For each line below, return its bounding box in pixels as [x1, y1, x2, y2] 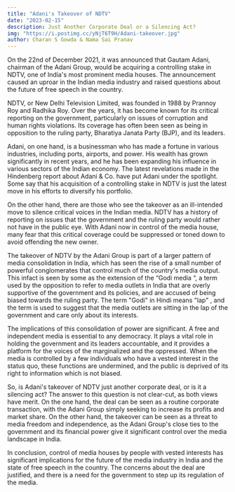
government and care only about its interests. [7, 311, 139, 320]
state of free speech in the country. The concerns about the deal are [7, 463, 206, 472]
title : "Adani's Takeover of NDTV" [7, 10, 112, 18]
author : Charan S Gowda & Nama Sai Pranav [7, 36, 133, 43]
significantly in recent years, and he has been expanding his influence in [7, 157, 217, 165]
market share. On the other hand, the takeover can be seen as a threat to [7, 413, 218, 421]
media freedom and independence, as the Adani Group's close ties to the [7, 420, 219, 428]
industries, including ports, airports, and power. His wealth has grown [7, 150, 208, 158]
